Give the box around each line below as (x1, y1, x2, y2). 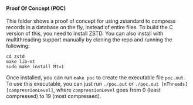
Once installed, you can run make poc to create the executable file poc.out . (6, 74, 185, 81)
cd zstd (6, 54, 25, 60)
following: (6, 43, 30, 50)
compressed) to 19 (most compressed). (6, 93, 101, 100)
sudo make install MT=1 (6, 64, 65, 70)
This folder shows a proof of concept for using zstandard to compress (6, 17, 176, 24)
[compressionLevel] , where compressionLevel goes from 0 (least (6, 86, 161, 93)
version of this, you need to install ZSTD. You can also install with (6, 30, 164, 37)
